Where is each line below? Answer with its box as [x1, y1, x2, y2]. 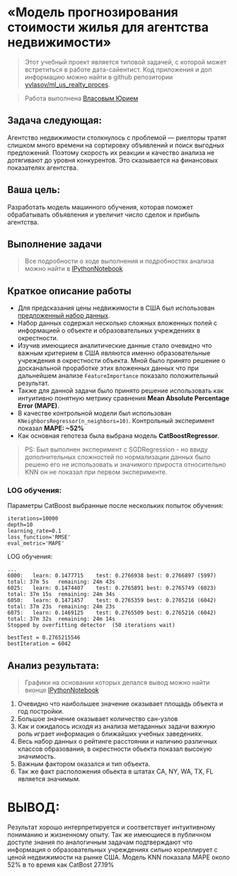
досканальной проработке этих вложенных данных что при [17, 364, 200, 372]
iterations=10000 [7, 515, 59, 522]
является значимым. [17, 775, 81, 783]
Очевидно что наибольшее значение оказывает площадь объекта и [17, 700, 224, 708]
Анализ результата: [7, 659, 100, 672]
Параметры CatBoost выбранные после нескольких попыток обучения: [7, 502, 224, 510]
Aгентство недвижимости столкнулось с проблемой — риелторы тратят [7, 133, 227, 142]
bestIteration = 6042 [7, 640, 71, 647]
